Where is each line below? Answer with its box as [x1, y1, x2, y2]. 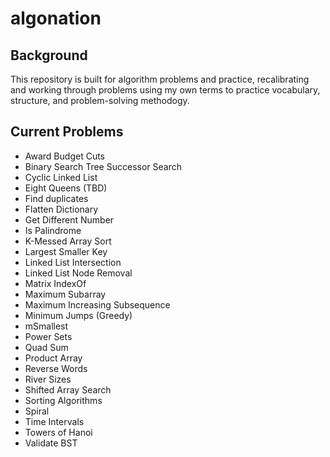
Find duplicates [24, 192, 89, 204]
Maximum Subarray [24, 288, 107, 300]
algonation [10, 7, 102, 30]
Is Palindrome [24, 224, 82, 236]
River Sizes [24, 373, 72, 385]
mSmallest [24, 320, 69, 332]
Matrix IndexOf [24, 277, 87, 289]
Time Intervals [24, 415, 85, 427]
